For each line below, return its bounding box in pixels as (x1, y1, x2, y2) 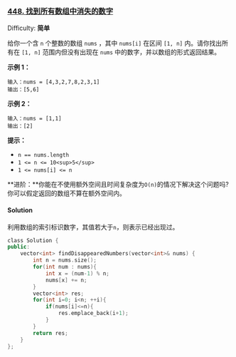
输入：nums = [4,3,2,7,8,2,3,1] (7, 78, 100, 86)
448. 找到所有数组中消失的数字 (7, 6, 114, 16)
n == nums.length (17, 152, 70, 159)
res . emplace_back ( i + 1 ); (58, 310, 129, 317)
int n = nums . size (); (33, 257, 97, 264)
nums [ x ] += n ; (45, 276, 87, 284)
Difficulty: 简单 (7, 24, 50, 33)
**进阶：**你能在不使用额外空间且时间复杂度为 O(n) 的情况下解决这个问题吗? (7, 180, 229, 189)
